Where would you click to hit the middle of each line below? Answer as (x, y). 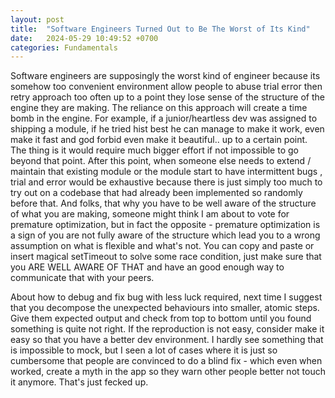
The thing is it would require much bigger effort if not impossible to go (154, 150)
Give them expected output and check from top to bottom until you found (161, 318)
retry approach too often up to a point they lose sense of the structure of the (167, 97)
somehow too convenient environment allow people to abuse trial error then (166, 87)
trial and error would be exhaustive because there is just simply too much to (166, 182)
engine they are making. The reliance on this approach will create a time (159, 108)
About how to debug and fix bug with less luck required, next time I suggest (166, 297)
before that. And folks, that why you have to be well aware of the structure (163, 203)
